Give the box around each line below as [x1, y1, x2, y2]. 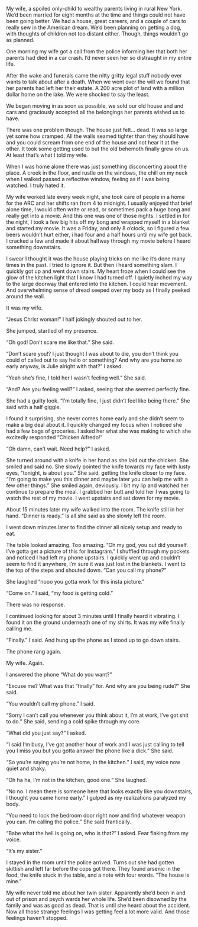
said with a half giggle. [6, 404, 61, 410]
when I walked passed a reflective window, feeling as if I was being [6, 176, 170, 182]
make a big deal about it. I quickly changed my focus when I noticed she [6, 421, 182, 428]
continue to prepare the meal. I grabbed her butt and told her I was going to [6, 488, 190, 495]
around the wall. [6, 293, 46, 300]
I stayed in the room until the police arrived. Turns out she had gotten [6, 859, 174, 866]
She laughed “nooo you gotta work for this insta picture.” [6, 578, 145, 585]
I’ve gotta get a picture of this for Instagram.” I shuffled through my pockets [6, 548, 190, 555]
